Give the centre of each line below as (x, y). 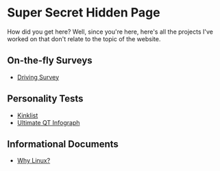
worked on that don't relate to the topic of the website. (84, 38)
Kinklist (27, 115)
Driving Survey (38, 77)
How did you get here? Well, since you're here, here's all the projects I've (110, 32)
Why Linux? (34, 161)
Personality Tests (45, 99)
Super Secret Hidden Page (84, 13)
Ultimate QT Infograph (48, 122)
